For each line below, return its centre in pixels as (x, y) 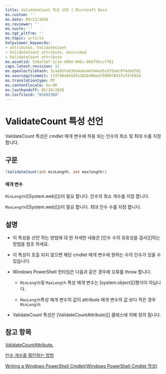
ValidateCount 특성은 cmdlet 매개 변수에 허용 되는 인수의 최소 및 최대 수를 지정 (83, 136)
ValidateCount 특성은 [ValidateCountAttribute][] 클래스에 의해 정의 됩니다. (87, 315)
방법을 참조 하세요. (31, 244)
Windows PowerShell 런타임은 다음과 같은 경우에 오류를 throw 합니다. (82, 272)
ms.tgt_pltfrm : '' (24, 33)
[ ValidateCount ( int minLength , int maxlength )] (56, 172)
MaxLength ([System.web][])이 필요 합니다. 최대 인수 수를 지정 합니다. (73, 207)
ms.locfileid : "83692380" (32, 95)
